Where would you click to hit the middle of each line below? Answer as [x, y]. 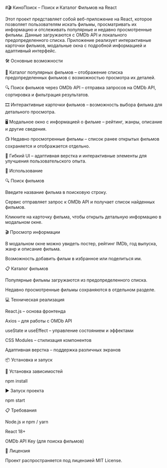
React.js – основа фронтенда [35, 311]
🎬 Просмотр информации [33, 232]
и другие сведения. [26, 129]
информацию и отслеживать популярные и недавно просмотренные [79, 30]
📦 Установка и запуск [29, 360]
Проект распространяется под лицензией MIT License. [64, 460]
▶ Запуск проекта [24, 390]
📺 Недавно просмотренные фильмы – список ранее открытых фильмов [82, 139]
